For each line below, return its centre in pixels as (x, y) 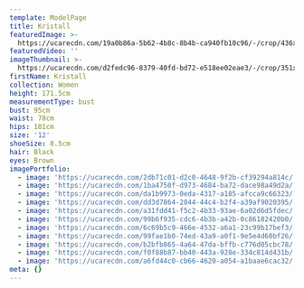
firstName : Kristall (48, 77)
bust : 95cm (30, 110)
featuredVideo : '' (44, 51)
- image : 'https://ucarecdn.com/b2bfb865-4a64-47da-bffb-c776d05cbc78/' (157, 245)
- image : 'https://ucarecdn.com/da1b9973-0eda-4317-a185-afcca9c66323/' (157, 194)
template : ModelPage (48, 18)
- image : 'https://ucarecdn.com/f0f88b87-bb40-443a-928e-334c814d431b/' (157, 253)
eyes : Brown (32, 160)
